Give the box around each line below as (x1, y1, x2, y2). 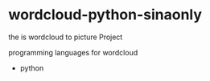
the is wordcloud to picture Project (8, 32, 123, 42)
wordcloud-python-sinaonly (8, 6, 203, 24)
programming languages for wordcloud (8, 47, 138, 57)
